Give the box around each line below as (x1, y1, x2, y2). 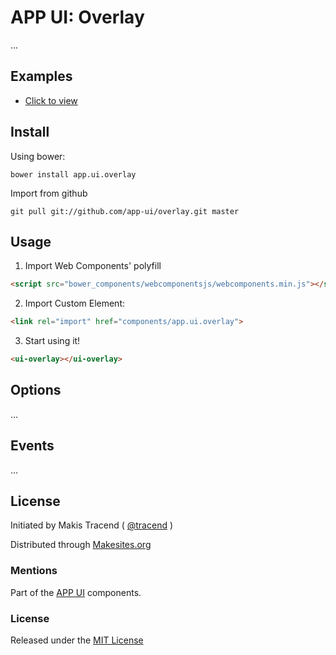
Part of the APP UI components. (10, 586, 142, 598)
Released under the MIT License (10, 634, 144, 646)
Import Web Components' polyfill (24, 260, 162, 272)
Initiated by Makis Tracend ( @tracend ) (10, 519, 174, 531)
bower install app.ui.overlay (10, 169, 137, 180)
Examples (10, 68, 73, 85)
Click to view (24, 94, 78, 106)
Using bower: (10, 150, 66, 162)
